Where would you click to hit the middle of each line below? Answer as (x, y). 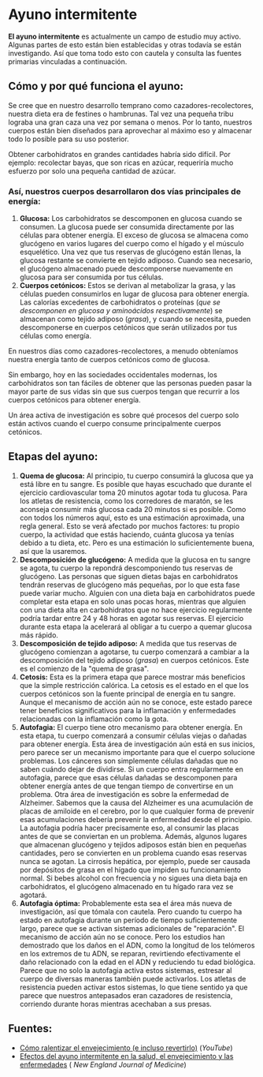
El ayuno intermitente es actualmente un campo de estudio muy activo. (125, 36)
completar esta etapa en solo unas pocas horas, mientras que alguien (133, 601)
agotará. (33, 895)
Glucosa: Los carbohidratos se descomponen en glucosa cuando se (131, 219)
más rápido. (39, 635)
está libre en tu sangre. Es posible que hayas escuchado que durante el (135, 484)
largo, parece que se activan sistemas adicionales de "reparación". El (132, 928)
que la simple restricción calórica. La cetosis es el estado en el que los (134, 685)
